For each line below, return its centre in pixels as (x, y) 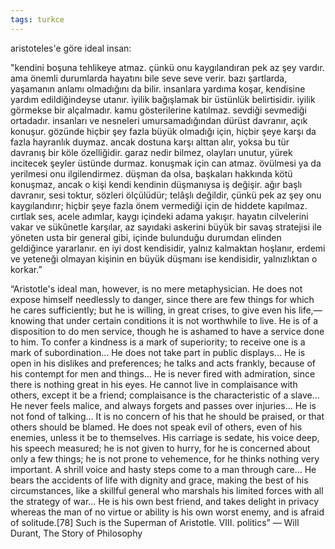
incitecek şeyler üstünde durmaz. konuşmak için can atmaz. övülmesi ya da (166, 163)
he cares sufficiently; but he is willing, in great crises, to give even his (153, 310)
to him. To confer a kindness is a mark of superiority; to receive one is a (158, 342)
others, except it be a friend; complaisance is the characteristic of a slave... (165, 395)
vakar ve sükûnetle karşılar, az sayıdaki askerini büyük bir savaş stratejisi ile (166, 227)
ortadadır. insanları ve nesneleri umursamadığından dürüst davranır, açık (159, 120)
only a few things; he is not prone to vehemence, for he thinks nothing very (165, 458)
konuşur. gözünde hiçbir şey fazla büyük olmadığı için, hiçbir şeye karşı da (163, 131)
